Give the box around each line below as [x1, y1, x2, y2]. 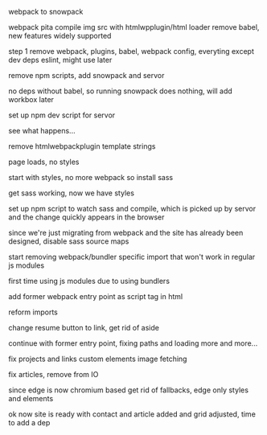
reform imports [8, 307, 58, 317]
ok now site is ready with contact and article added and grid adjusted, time [8, 409, 256, 419]
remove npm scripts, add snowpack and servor [8, 71, 165, 80]
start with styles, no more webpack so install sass [8, 173, 174, 182]
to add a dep [8, 418, 51, 427]
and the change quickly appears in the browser [8, 212, 165, 222]
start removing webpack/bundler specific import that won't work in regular [8, 252, 256, 261]
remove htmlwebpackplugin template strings [8, 142, 156, 151]
